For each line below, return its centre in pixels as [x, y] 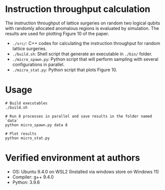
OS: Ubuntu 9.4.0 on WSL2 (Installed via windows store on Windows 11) [85, 172]
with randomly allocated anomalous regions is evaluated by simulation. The [82, 28]
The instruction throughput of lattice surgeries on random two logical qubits [83, 23]
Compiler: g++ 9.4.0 [33, 177]
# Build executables [27, 103]
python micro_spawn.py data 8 [37, 125]
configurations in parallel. [38, 64]
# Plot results [21, 134]
